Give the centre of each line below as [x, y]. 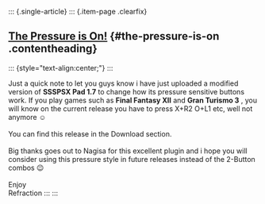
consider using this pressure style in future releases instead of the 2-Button [132, 159]
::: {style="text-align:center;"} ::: [61, 67]
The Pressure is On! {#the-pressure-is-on [114, 36]
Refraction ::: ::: [33, 193]
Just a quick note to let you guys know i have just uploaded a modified [123, 83]
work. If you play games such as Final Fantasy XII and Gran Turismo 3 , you [133, 100]
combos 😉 [26, 167]
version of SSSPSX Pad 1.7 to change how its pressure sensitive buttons [126, 91]
